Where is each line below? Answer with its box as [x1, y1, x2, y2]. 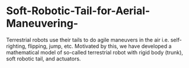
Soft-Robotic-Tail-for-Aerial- [6, 4, 150, 18]
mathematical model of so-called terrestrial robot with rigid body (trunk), [6, 48, 184, 56]
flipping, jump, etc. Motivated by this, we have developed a [27, 43, 172, 50]
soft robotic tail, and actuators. [6, 55, 81, 62]
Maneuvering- [6, 17, 79, 30]
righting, [6, 43, 27, 50]
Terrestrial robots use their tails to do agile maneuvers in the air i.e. [6, 36, 169, 43]
